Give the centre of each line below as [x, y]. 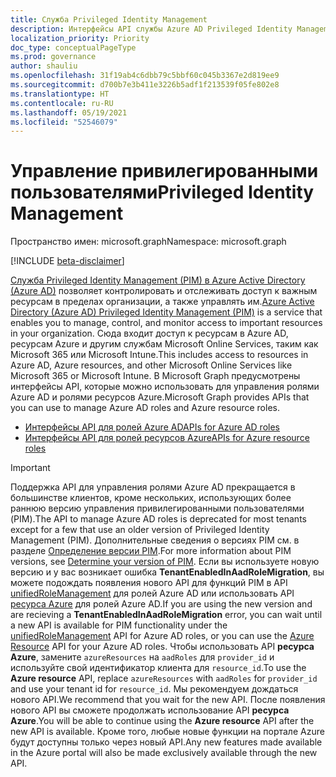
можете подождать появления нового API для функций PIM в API [149, 583]
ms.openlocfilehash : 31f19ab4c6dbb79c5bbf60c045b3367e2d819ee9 [145, 76]
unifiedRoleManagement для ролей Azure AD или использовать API [152, 593]
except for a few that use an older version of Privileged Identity [140, 530]
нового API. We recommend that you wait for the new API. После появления [168, 700]
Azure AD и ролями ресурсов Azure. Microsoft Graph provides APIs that [160, 397]
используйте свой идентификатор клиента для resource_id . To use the [158, 668]
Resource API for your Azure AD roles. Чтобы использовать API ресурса [162, 647]
